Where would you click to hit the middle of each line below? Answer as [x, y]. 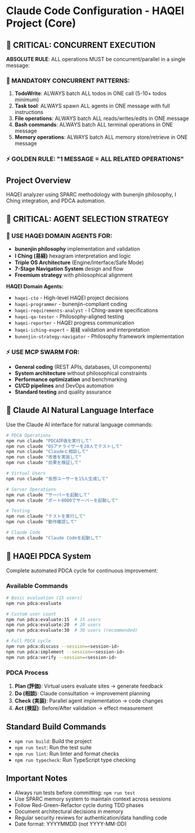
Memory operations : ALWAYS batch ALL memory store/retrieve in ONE [101, 137]
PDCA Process [27, 672]
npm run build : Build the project [53, 741]
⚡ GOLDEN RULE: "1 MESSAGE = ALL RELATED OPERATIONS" [95, 159]
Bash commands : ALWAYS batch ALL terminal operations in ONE [94, 125]
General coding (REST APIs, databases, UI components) [83, 367]
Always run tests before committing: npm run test [75, 792]
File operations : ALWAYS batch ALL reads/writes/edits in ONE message [102, 118]
